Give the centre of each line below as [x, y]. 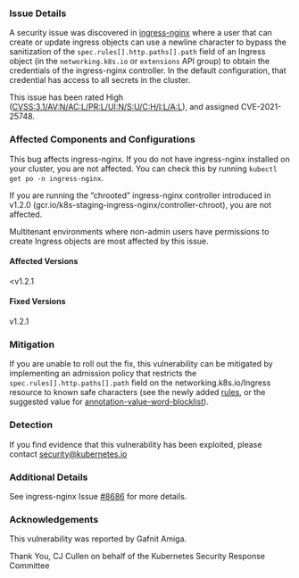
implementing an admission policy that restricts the [103, 374]
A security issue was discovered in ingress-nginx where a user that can [141, 33]
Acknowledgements [54, 519]
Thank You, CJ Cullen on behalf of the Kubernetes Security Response [137, 557]
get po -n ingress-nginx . [57, 178]
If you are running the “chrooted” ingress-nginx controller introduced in [140, 195]
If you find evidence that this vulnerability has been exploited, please [136, 444]
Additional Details [49, 477]
